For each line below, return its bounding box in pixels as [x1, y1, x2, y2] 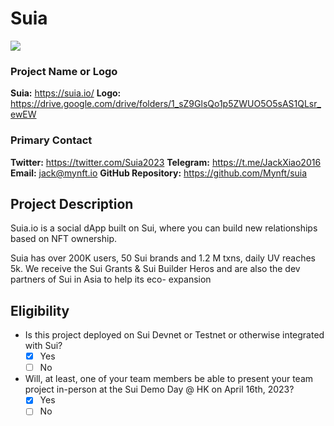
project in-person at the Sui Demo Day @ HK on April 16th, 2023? [24, 383, 295, 396]
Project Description [10, 195, 134, 212]
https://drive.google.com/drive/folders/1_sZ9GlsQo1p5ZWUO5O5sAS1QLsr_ [10, 98, 322, 110]
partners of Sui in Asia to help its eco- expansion [10, 273, 212, 286]
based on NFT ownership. [10, 233, 117, 245]
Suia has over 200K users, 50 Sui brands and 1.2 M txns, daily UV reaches [10, 252, 316, 264]
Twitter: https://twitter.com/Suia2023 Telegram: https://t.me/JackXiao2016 [10, 156, 322, 168]
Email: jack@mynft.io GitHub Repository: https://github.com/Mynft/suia [10, 167, 308, 179]
